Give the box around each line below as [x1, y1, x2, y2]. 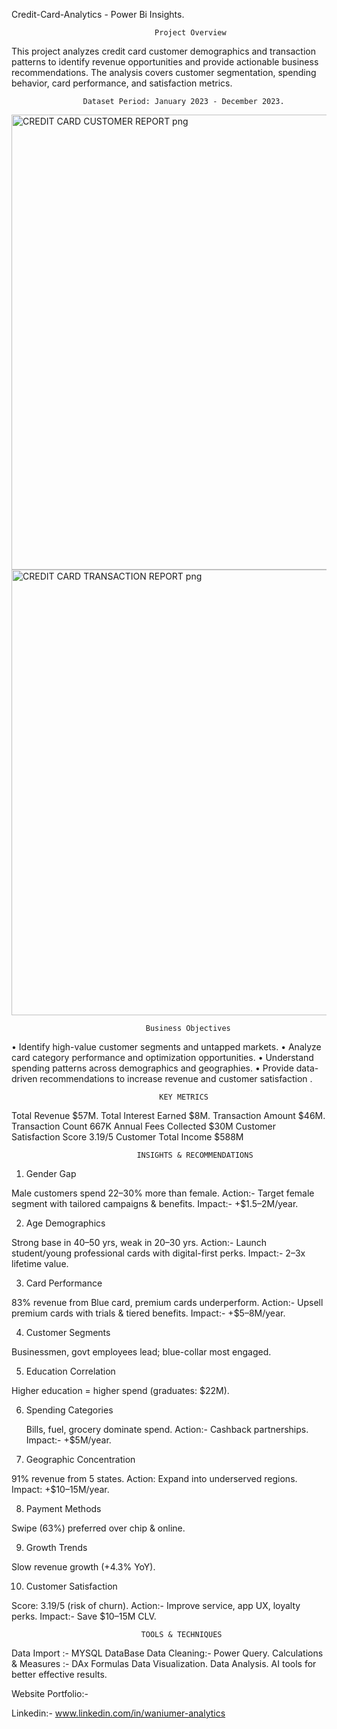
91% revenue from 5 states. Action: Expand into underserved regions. [11, 1473, 298, 1484]
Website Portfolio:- [11, 1688, 89, 1699]
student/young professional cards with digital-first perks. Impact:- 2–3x [11, 1247, 306, 1259]
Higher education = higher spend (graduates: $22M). [11, 1385, 230, 1396]
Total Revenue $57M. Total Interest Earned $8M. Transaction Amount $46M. [11, 1110, 326, 1121]
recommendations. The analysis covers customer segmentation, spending [11, 67, 317, 78]
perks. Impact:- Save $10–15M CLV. [11, 1610, 157, 1622]
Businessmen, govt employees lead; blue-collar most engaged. [11, 1346, 272, 1358]
